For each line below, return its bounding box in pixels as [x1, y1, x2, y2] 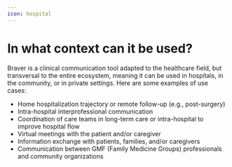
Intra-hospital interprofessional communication [17, 107, 153, 116]
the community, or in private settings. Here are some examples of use [7, 79, 209, 87]
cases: [7, 86, 27, 95]
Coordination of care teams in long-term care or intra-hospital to [17, 114, 204, 123]
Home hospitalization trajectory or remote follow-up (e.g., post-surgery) [17, 100, 226, 108]
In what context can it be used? [7, 40, 193, 56]
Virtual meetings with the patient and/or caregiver [17, 129, 161, 138]
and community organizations [17, 152, 104, 160]
